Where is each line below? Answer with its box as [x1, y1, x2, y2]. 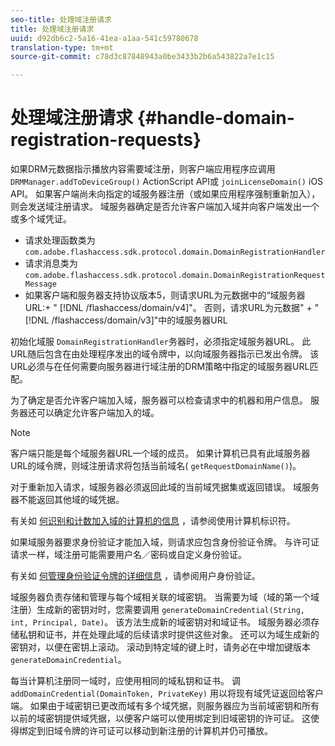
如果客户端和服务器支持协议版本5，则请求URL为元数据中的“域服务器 [24, 289, 306, 301]
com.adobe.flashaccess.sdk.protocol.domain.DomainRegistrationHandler [24, 247, 326, 258]
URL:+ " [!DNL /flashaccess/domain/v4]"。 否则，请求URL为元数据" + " [24, 302, 320, 314]
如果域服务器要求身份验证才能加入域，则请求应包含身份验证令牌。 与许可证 [10, 536, 320, 548]
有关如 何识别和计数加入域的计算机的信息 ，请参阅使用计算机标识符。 [10, 515, 296, 527]
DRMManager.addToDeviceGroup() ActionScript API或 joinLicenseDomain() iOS [10, 176, 324, 188]
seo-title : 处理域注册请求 [10, 14, 113, 25]
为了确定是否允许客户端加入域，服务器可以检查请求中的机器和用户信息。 [10, 394, 308, 406]
